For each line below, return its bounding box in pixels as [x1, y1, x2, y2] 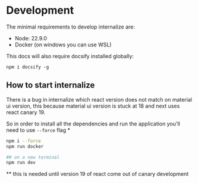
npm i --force [6, 138, 42, 144]
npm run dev [6, 160, 36, 166]
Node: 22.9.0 [14, 34, 48, 42]
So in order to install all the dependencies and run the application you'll [6, 120, 180, 127]
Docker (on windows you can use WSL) [14, 41, 112, 48]
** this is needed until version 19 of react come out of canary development [6, 171, 189, 178]
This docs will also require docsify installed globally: [6, 52, 134, 59]
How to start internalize [6, 80, 95, 90]
